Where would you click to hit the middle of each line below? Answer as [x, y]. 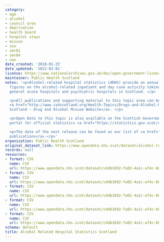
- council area [20, 23]
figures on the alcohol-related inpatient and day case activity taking [85, 87]
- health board [20, 32]
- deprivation [20, 28]
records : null [20, 150]
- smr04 [13, 55]
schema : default [21, 228]
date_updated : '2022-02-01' [34, 69]
